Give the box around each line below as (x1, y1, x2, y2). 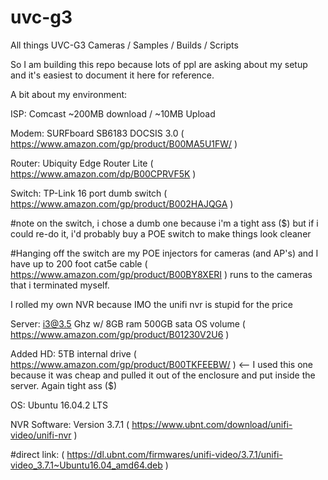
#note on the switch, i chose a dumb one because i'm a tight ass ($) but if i (10, 217, 319, 229)
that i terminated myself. (10, 279, 110, 291)
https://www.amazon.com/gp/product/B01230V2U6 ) (10, 328, 230, 340)
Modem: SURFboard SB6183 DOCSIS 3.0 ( (10, 127, 185, 139)
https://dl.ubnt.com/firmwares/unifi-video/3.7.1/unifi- (66, 448, 283, 460)
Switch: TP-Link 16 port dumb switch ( (10, 187, 168, 199)
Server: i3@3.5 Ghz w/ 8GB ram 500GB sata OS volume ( (10, 317, 246, 330)
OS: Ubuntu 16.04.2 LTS (10, 399, 109, 411)
